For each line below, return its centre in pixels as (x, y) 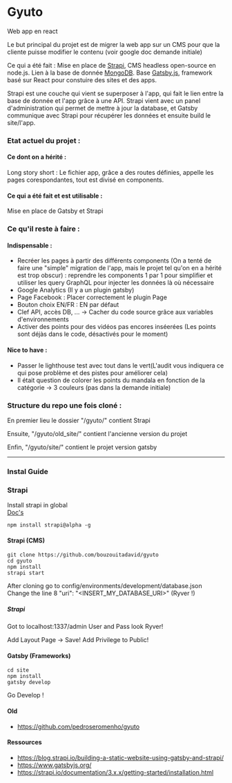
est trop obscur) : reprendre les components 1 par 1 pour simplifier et (115, 275)
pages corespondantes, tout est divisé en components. (86, 180)
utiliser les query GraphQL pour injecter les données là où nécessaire (115, 283)
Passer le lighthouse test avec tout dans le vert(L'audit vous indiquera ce (120, 365)
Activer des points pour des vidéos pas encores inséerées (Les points (116, 327)
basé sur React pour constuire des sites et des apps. (82, 79)
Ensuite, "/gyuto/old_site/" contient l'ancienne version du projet (97, 433)
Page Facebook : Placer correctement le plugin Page (92, 297)
